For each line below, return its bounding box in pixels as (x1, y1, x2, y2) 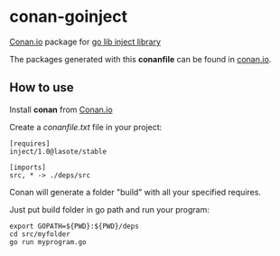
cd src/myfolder (9, 229, 70, 239)
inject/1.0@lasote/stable (9, 147, 107, 156)
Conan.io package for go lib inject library (9, 36, 161, 47)
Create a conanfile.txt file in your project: (9, 121, 163, 132)
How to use (9, 80, 74, 96)
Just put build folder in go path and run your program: (9, 204, 210, 214)
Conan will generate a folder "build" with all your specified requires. (9, 186, 262, 197)
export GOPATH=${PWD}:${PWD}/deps (9, 222, 140, 231)
